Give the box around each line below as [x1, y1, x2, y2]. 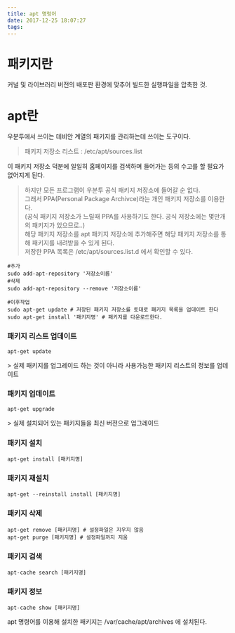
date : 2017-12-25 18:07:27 [7, 17, 86, 24]
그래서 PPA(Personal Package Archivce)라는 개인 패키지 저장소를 [24, 195, 207, 203]
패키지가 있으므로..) [32, 221, 86, 229]
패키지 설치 [7, 437, 43, 447]
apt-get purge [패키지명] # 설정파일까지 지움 [7, 534, 128, 541]
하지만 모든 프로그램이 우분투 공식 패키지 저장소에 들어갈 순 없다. [24, 186, 201, 194]
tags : [7, 23, 23, 30]
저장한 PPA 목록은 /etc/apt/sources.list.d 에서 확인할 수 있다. [24, 248, 194, 256]
